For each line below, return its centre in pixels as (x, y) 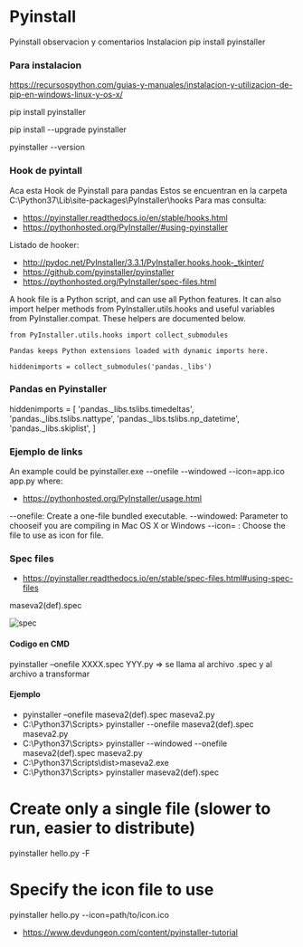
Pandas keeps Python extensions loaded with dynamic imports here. (139, 350)
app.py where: (36, 481)
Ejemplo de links (46, 452)
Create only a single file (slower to (140, 809)
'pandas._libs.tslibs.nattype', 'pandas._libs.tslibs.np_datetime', (124, 418)
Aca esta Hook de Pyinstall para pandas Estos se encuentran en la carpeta (148, 190)
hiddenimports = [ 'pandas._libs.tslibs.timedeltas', (102, 408)
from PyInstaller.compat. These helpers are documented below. (128, 318)
